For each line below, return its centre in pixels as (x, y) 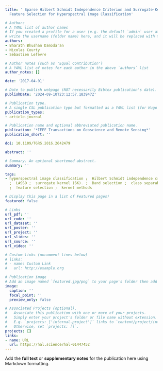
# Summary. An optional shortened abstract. (51, 161)
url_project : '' (21, 232)
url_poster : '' (20, 228)
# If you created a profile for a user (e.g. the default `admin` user (79, 32)
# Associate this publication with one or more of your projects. (76, 313)
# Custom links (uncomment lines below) (47, 255)
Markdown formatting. (27, 364)
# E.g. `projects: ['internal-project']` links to (59, 322)
